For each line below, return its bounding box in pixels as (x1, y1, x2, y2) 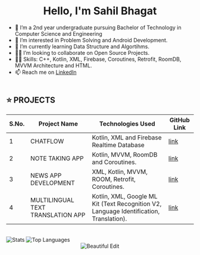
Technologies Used (99, 119, 156, 128)
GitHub (169, 116, 190, 124)
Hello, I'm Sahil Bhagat (43, 4, 157, 18)
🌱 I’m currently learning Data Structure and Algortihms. (14, 43, 150, 50)
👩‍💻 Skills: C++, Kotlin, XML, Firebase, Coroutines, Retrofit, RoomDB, (14, 55, 182, 63)
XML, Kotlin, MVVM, (92, 167, 148, 176)
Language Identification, (92, 207, 160, 215)
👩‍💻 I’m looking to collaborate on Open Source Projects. (14, 49, 150, 56)
